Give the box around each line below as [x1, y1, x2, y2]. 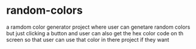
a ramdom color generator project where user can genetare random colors [6, 23, 191, 30]
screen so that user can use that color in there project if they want [6, 36, 170, 43]
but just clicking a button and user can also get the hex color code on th [6, 29, 184, 36]
